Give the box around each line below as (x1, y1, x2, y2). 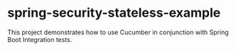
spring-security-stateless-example (7, 5, 221, 21)
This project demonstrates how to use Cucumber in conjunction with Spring (7, 28, 229, 36)
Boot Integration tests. (7, 35, 73, 43)
